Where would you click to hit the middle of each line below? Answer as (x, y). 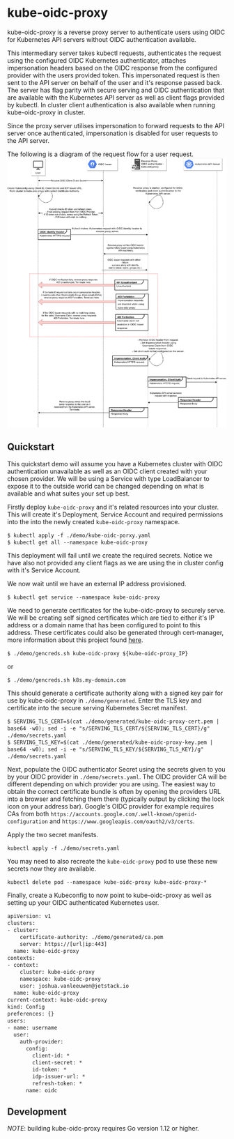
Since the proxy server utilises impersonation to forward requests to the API (116, 125)
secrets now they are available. (52, 869)
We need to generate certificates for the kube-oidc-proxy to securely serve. (116, 610)
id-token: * (50, 1069)
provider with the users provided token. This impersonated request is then (114, 75)
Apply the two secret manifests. (53, 834)
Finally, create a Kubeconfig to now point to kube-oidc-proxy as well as (110, 895)
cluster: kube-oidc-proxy (57, 972)
